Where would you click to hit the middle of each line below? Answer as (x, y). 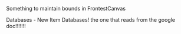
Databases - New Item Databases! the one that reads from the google (91, 20)
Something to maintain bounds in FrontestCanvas (66, 8)
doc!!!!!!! (16, 26)
